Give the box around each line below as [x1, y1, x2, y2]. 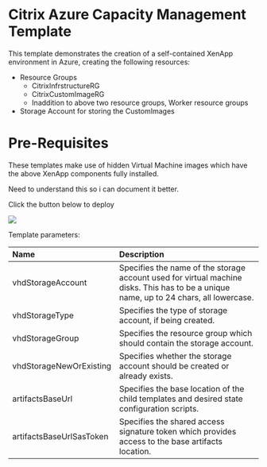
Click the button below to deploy [8, 199, 115, 209]
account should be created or [118, 360, 230, 371]
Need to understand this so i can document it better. [8, 184, 179, 194]
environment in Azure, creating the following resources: [8, 57, 191, 67]
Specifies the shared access [118, 415, 225, 426]
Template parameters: [8, 230, 81, 239]
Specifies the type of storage [118, 304, 228, 315]
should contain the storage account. [118, 338, 254, 349]
